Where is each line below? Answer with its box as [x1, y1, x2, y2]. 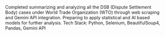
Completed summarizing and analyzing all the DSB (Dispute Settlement [5, 4, 151, 10]
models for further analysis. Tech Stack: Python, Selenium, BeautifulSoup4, [5, 20, 160, 26]
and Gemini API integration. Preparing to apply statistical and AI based [5, 15, 150, 20]
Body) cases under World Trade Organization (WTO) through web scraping [5, 9, 160, 15]
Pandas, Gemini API [5, 25, 46, 31]
